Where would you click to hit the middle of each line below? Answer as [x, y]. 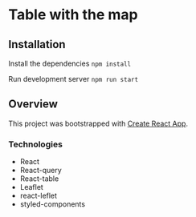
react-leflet [39, 196]
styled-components [53, 204]
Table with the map [73, 15]
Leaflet [32, 187]
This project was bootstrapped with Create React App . [98, 123]
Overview [33, 104]
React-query [41, 171]
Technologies [35, 144]
